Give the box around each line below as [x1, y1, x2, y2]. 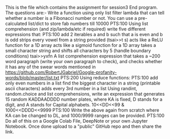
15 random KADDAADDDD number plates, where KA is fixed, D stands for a [5, 96, 163, 102]
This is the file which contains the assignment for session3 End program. [5, 5, 158, 10]
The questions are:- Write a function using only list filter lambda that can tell [5, 10, 164, 16]
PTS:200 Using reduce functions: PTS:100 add [60, 75, 158, 80]
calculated [5, 20, 27, 26]
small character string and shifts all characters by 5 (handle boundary [5, 48, 151, 53]
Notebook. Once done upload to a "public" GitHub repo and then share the [5, 123, 162, 129]
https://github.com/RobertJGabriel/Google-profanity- [5, 69, 117, 75]
